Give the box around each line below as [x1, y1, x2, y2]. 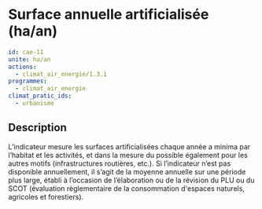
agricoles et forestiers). [8, 192, 84, 201]
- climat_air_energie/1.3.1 [15, 70, 108, 78]
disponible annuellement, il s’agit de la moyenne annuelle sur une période [8, 167, 246, 176]
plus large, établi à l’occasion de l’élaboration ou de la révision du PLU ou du [8, 175, 255, 185]
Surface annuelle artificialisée [8, 5, 209, 24]
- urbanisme [15, 100, 55, 108]
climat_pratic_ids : [8, 92, 72, 100]
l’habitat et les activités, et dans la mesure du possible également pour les [8, 150, 248, 159]
